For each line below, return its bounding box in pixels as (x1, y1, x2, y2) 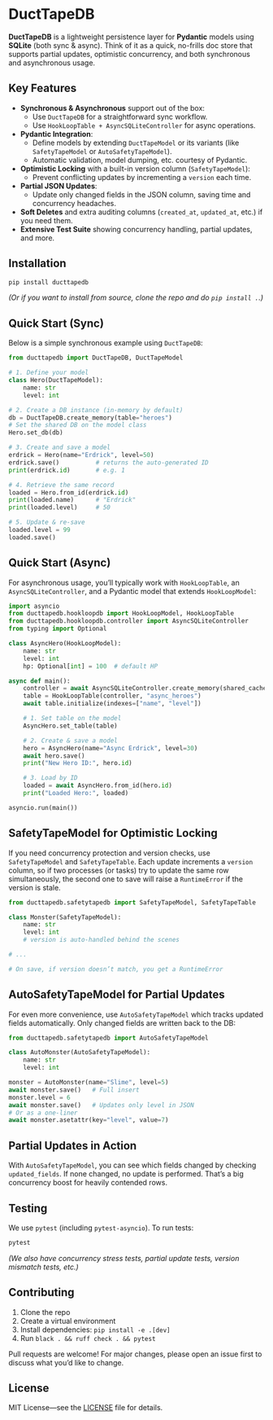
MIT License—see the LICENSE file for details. (8, 1403, 163, 1413)
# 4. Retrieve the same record (8, 481, 115, 489)
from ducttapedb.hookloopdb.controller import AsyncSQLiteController (8, 617, 249, 626)
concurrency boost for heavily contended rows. (8, 1178, 168, 1188)
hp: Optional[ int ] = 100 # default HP (23, 662, 158, 670)
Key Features (8, 81, 77, 95)
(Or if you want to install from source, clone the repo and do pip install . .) (8, 292, 264, 302)
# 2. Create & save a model (23, 736, 118, 745)
